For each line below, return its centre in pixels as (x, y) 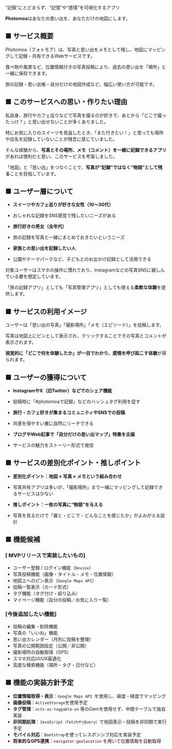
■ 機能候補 (23, 540)
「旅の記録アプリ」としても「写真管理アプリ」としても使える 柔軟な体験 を (83, 287)
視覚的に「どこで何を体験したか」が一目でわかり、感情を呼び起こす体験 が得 (86, 353)
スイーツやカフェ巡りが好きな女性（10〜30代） (63, 205)
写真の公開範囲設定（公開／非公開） (51, 645)
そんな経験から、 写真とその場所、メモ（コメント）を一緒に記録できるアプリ (86, 150)
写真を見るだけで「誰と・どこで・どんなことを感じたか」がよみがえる (87, 515)
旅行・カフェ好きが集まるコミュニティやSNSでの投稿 (69, 413)
